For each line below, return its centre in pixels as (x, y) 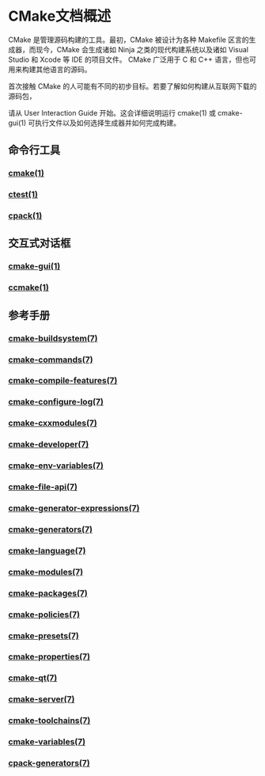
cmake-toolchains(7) (49, 721)
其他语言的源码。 (63, 69)
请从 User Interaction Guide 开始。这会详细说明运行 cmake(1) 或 (112, 112)
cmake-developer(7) (49, 444)
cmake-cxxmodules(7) (53, 423)
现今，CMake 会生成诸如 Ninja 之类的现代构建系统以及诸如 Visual (142, 49)
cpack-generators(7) (49, 763)
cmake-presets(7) (44, 636)
